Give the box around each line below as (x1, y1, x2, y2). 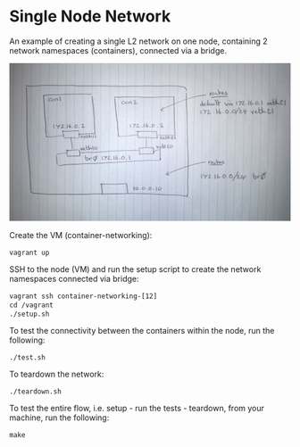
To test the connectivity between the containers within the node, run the (9, 326, 275, 336)
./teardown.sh (9, 387, 62, 396)
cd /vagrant (9, 301, 54, 310)
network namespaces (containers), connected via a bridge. (9, 45, 228, 55)
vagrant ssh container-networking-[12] (9, 292, 158, 301)
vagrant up (9, 248, 50, 258)
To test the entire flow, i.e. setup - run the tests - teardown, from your (9, 403, 265, 414)
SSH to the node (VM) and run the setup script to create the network (9, 264, 262, 275)
